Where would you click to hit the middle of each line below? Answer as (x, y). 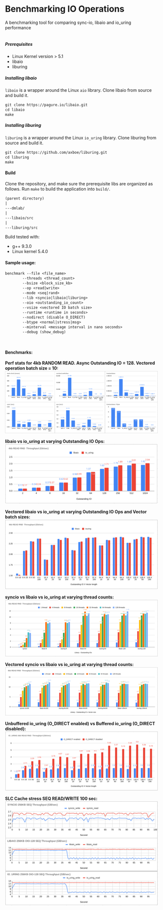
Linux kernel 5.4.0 (30, 252)
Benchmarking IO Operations (65, 9)
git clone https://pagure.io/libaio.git (47, 105)
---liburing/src (21, 228)
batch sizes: (18, 517)
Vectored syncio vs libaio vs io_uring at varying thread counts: (69, 665)
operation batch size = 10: (32, 368)
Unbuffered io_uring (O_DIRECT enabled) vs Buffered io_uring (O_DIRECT (80, 723)
